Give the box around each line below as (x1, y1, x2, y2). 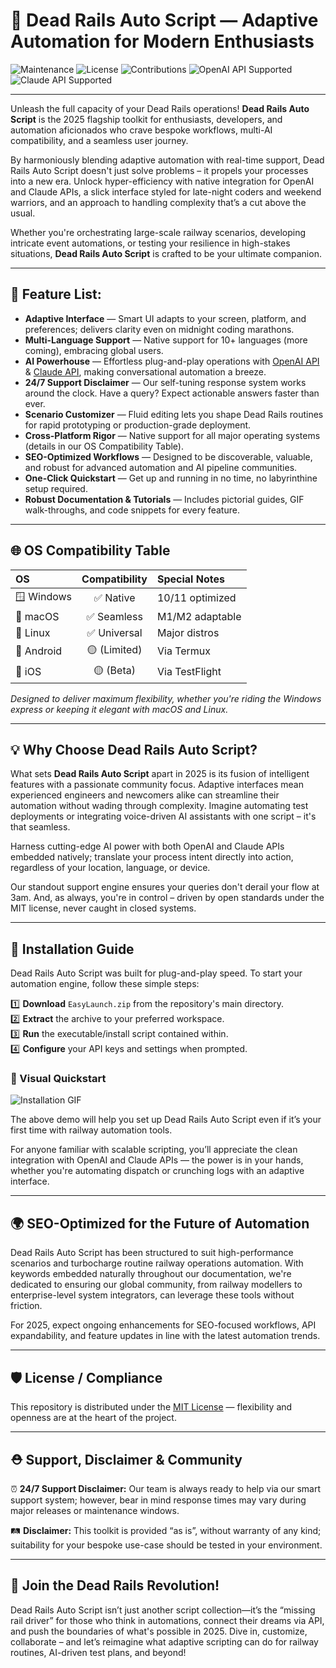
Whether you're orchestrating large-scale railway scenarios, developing (10, 226, 307, 238)
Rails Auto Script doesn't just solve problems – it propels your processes (10, 164, 309, 176)
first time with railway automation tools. (10, 1124, 173, 1136)
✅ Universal (86, 625, 143, 639)
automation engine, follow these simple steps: (10, 978, 200, 990)
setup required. (24, 482, 88, 494)
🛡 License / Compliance (10, 1369, 163, 1386)
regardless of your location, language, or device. (10, 862, 211, 874)
